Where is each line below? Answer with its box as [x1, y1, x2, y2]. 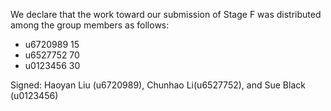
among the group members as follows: [10, 19, 170, 31]
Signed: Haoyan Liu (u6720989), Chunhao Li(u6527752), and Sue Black [10, 79, 306, 91]
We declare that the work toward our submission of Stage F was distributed [10, 9, 322, 20]
